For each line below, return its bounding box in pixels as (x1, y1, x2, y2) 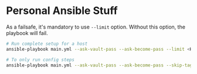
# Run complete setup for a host (6, 41, 88, 47)
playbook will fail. (6, 29, 48, 36)
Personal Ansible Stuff (6, 4, 118, 17)
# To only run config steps (6, 57, 75, 62)
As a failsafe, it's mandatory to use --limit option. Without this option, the (6, 23, 186, 30)
